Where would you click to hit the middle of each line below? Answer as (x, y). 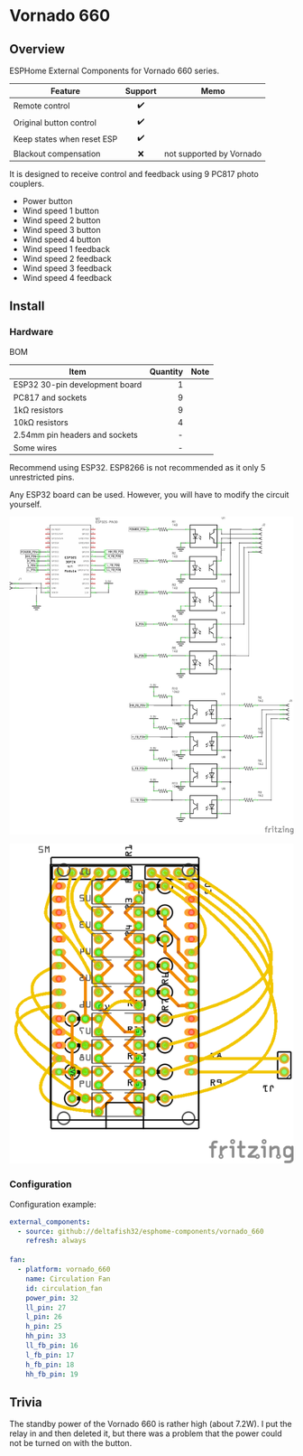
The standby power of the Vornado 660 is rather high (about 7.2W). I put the (151, 1424)
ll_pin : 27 (46, 1307)
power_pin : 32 (52, 1298)
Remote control (41, 106)
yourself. (26, 504)
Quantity (166, 372)
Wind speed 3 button (61, 230)
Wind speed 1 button (60, 210)
